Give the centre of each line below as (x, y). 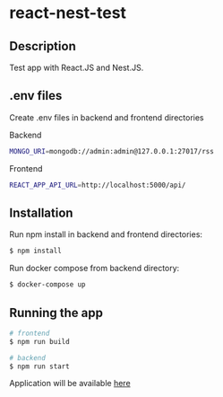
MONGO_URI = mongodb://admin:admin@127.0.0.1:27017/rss (112, 151)
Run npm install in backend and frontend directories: (106, 234)
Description (43, 46)
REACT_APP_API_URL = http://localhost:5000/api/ (98, 185)
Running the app (56, 313)
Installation (41, 212)
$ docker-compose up (48, 285)
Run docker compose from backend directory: (94, 269)
